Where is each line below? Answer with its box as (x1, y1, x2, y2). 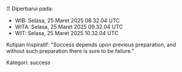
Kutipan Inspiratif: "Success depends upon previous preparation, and (6, 41, 176, 48)
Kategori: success (6, 59, 51, 66)
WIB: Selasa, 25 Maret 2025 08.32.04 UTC (14, 17, 121, 24)
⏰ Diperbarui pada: (6, 5, 54, 12)
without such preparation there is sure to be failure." (6, 48, 134, 54)
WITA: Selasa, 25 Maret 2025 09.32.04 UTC (14, 23, 124, 30)
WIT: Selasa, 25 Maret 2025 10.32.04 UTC (14, 30, 119, 36)
